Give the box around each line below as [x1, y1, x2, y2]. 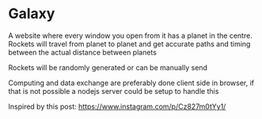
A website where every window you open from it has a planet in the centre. [8, 31, 253, 40]
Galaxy [8, 5, 55, 23]
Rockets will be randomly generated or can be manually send [8, 62, 208, 72]
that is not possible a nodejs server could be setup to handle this [8, 86, 219, 95]
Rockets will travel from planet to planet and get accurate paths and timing [8, 39, 251, 48]
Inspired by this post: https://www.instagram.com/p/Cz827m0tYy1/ [8, 102, 226, 111]
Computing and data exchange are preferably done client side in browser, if [8, 78, 255, 87]
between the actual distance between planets [8, 47, 157, 57]
